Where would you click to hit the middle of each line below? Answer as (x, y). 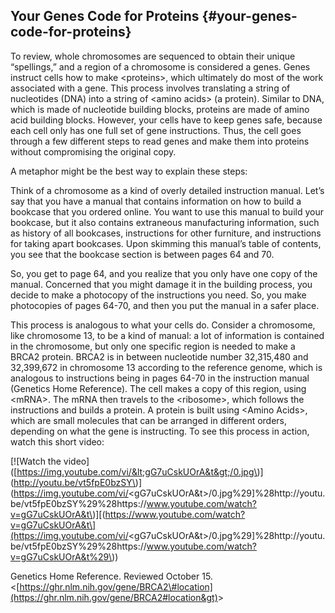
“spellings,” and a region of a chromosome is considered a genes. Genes (160, 66)
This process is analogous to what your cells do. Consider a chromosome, (163, 325)
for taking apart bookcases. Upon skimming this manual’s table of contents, (166, 243)
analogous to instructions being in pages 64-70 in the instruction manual (160, 378)
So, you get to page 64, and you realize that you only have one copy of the (164, 273)
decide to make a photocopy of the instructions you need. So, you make (158, 295)
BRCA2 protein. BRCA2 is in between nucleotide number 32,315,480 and (159, 356)
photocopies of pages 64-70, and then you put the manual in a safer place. (165, 305)
